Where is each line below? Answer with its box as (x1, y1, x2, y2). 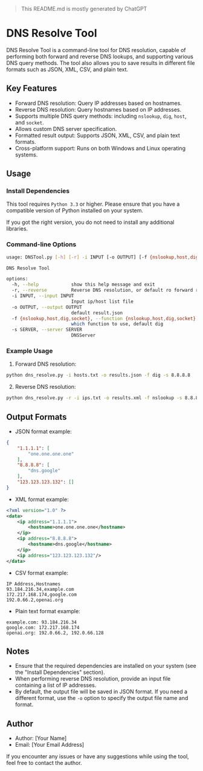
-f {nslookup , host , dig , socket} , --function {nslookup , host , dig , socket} (11, 315, 196, 322)
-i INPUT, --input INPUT (11, 293, 74, 299)
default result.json (71, 309, 123, 316)
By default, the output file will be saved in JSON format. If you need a (14, 688, 188, 695)
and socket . (14, 118, 44, 126)
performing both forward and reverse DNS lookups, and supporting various (6, 53, 193, 60)
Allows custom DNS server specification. (14, 125, 117, 132)
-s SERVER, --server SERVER (11, 327, 83, 333)
